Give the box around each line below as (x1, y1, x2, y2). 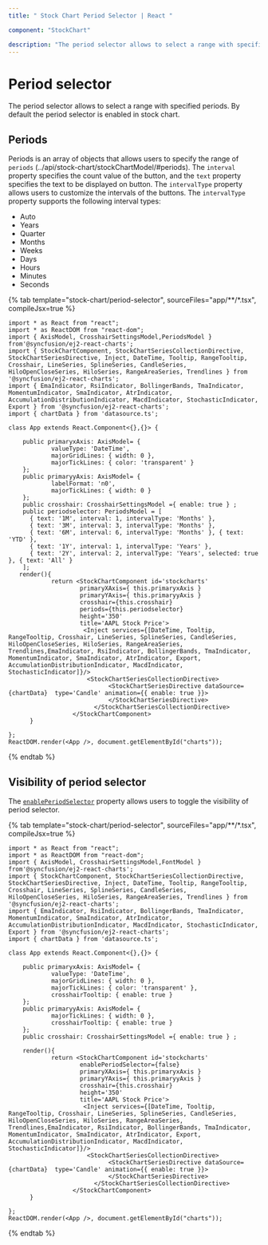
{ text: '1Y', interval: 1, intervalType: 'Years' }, (29, 543, 213, 551)
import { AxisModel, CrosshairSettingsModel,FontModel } (8, 858, 202, 866)
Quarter (19, 229, 46, 239)
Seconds (19, 280, 49, 290)
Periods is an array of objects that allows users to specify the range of (8, 154, 239, 164)
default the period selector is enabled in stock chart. (8, 109, 180, 120)
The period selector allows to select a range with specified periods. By (8, 101, 241, 111)
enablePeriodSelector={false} (79, 1061, 180, 1069)
